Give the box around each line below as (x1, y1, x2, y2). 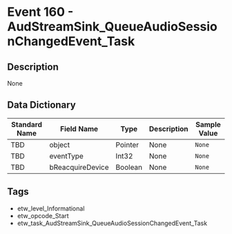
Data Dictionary (7, 99, 76, 111)
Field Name (59, 124, 99, 133)
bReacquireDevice (49, 162, 109, 172)
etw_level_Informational (17, 204, 85, 213)
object (49, 139, 70, 149)
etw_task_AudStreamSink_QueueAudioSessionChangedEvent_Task (17, 219, 208, 227)
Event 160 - (7, 4, 74, 20)
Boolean (115, 162, 143, 172)
